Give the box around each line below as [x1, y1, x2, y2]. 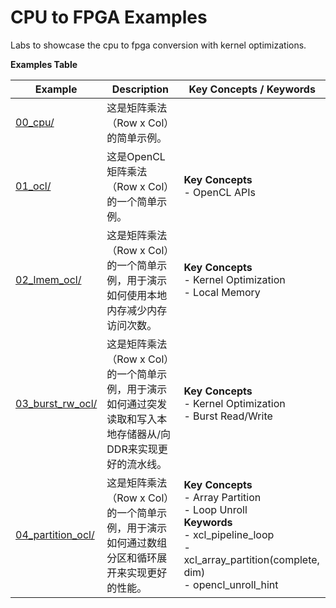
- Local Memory [183, 285, 261, 299]
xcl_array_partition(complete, [183, 552, 320, 566]
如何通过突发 [106, 397, 168, 411]
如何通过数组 [106, 536, 168, 550]
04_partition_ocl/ [15, 527, 95, 541]
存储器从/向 [116, 427, 172, 441]
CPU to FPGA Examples [10, 6, 208, 29]
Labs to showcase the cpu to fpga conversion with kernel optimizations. [10, 39, 307, 51]
